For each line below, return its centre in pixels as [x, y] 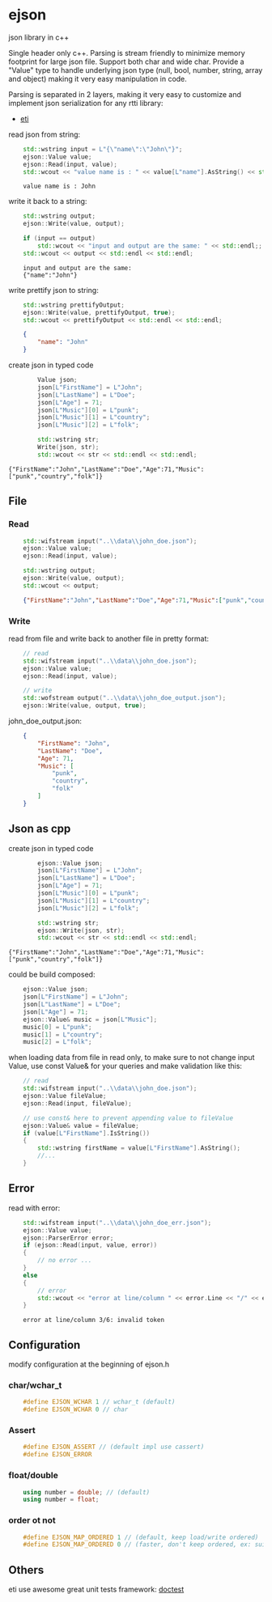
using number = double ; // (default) [87, 1492]
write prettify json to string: [53, 290]
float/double [33, 1476]
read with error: [34, 1208]
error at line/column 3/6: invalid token [93, 1320]
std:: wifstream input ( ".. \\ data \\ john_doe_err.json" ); [117, 1223]
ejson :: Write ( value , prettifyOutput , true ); [99, 312]
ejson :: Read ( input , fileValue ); [77, 1103]
